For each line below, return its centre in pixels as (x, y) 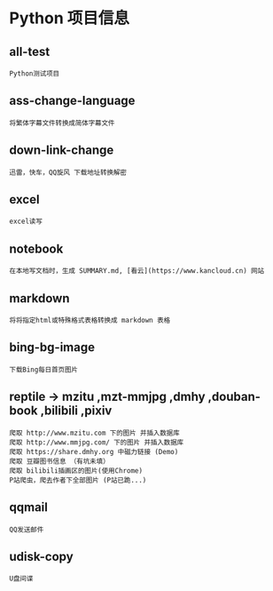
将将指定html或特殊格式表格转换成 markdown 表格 (90, 321)
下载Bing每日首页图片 (43, 370)
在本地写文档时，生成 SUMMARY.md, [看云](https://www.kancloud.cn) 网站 (136, 271)
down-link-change (62, 151)
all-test (30, 51)
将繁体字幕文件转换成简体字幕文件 (62, 123)
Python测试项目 (35, 74)
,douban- (234, 397)
